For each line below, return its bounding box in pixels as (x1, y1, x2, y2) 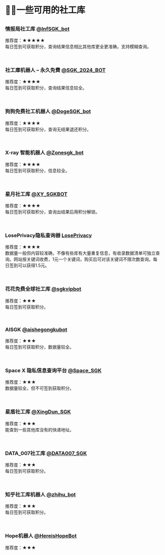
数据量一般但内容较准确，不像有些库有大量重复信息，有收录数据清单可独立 (5, 250, 156, 256)
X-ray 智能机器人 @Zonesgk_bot (5, 149, 84, 156)
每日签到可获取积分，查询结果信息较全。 (5, 85, 87, 91)
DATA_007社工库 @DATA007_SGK (5, 450, 87, 457)
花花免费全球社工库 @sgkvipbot (5, 286, 82, 293)
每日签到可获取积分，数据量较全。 (5, 344, 74, 350)
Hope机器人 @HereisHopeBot (5, 532, 77, 539)
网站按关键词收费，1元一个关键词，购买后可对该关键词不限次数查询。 (13, 257, 153, 262)
